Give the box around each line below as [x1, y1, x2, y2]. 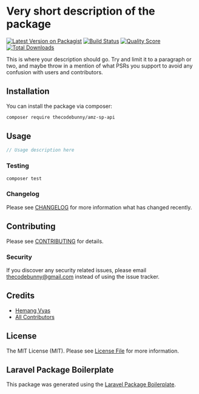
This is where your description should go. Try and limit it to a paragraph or [6, 55, 192, 63]
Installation [6, 86, 50, 97]
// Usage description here [6, 147, 75, 153]
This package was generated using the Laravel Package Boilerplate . [6, 381, 177, 388]
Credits [6, 290, 35, 301]
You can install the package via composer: [6, 102, 112, 110]
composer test [6, 175, 42, 181]
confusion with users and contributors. [6, 68, 103, 76]
